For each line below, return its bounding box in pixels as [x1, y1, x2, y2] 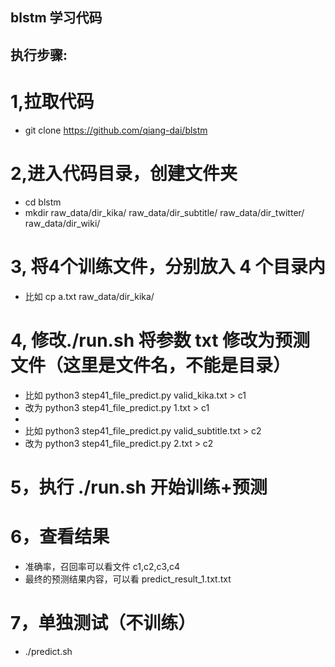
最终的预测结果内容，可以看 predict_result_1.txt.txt [24, 573, 232, 585]
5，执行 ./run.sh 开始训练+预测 [10, 476, 268, 498]
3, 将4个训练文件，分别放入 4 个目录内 [10, 255, 326, 278]
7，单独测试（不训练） [10, 611, 197, 634]
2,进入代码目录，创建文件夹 [10, 162, 238, 185]
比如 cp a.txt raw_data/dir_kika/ [24, 290, 155, 302]
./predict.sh [24, 645, 73, 657]
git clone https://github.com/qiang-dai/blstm [24, 124, 208, 136]
